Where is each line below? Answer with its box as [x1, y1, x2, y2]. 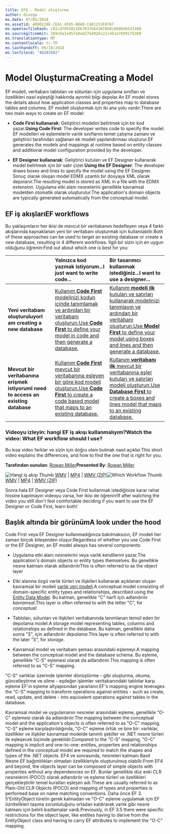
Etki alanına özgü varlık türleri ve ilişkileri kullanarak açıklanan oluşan [12, 578, 156, 584]
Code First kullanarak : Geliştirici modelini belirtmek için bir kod [12, 120, 145, 126]
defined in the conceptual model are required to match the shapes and [5, 747, 152, 753]
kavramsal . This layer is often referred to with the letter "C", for [12, 600, 143, 606]
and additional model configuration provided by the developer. [12, 147, 143, 153]
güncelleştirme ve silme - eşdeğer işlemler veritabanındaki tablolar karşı [5, 678, 155, 684]
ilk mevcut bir [109, 363, 142, 370]
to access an [8, 391, 39, 398]
